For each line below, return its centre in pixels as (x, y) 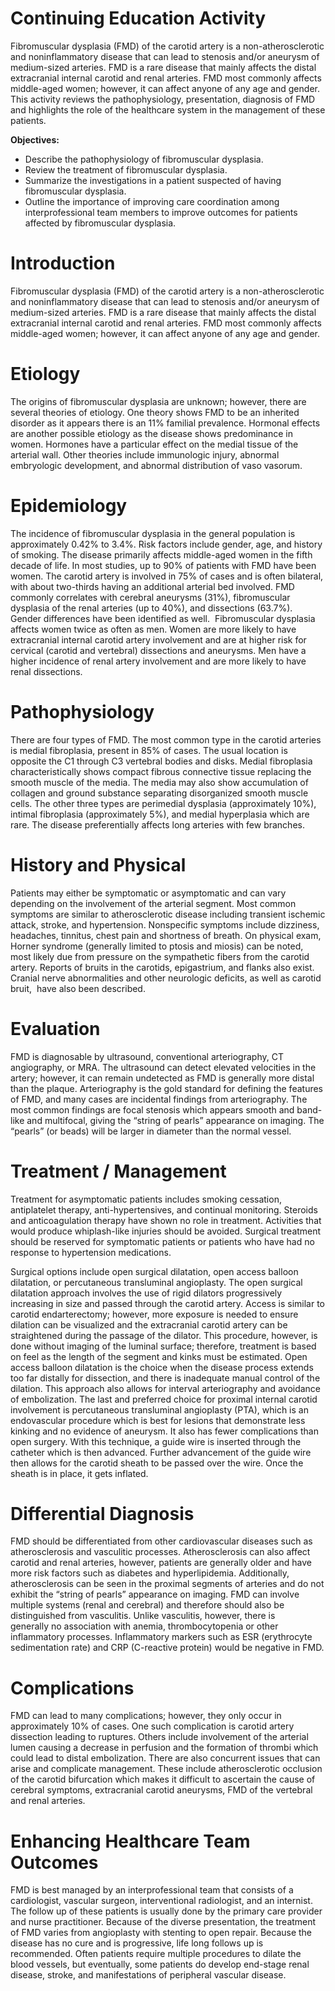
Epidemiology (69, 506)
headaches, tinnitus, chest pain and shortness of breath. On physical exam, (166, 935)
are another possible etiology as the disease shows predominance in (151, 433)
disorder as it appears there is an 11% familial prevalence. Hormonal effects (165, 423)
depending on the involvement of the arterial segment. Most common (153, 903)
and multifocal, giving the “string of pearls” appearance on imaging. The (175, 1120)
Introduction (63, 263)
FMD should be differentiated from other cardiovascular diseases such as (161, 1541)
